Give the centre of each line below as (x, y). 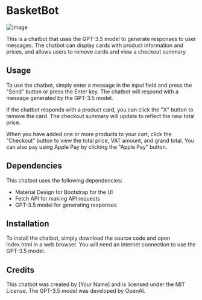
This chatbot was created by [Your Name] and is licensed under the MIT (96, 284)
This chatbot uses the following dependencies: (64, 180)
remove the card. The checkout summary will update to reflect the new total (100, 116)
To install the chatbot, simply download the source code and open (88, 238)
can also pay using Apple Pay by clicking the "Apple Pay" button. (87, 147)
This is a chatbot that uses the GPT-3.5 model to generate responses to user (101, 39)
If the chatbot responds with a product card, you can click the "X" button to (100, 110)
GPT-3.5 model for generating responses (66, 205)
